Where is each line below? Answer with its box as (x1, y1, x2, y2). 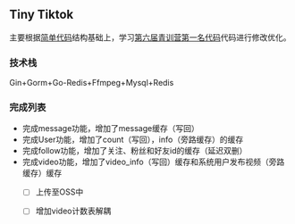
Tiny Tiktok (9, 7, 74, 22)
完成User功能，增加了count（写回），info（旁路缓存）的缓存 (21, 134, 244, 145)
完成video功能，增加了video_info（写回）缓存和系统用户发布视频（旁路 (21, 156, 285, 168)
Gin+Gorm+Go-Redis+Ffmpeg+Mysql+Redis (9, 78, 174, 88)
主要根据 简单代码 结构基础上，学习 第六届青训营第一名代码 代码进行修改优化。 (9, 31, 291, 43)
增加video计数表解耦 (35, 205, 112, 217)
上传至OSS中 (35, 187, 84, 197)
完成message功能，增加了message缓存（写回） (21, 123, 199, 134)
